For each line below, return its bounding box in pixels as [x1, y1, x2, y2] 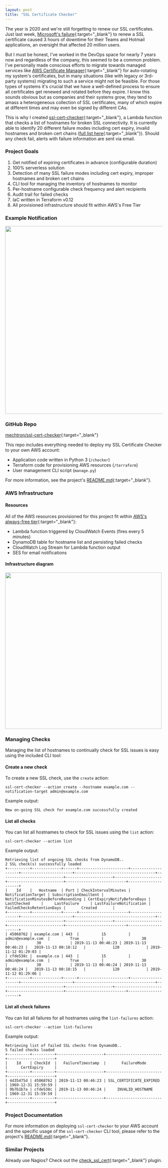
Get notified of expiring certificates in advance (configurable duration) [12, 159, 157, 165]
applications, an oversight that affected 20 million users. [5, 42, 121, 48]
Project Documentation [5, 1111, 63, 1118]
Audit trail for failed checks [12, 191, 68, 197]
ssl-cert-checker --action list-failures [5, 1024, 93, 1029]
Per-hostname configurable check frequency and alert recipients [12, 186, 146, 192]
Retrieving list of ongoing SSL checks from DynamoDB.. [5, 857, 124, 863]
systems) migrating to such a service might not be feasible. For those [17, 78, 160, 84]
